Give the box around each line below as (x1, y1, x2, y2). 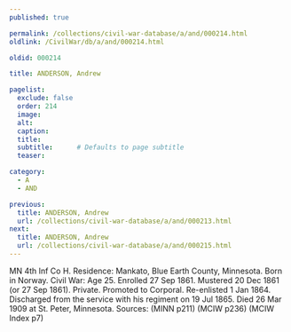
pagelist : (9, 85, 46, 94)
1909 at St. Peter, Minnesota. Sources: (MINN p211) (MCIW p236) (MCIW (9, 303, 275, 313)
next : (9, 225, 29, 233)
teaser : (17, 152, 46, 161)
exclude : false (17, 94, 74, 103)
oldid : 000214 (9, 53, 62, 62)
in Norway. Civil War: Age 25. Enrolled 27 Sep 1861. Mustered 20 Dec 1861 (9, 274, 279, 285)
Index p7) (9, 312, 44, 323)
